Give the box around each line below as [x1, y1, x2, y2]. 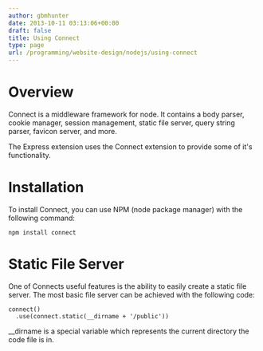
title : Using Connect [8, 34, 80, 42]
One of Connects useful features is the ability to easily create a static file [8, 281, 247, 291]
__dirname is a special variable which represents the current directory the [8, 326, 249, 336]
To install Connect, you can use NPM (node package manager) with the [8, 204, 243, 214]
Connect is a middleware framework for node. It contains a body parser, [8, 109, 245, 119]
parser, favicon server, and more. [8, 126, 117, 136]
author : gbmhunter [8, 11, 69, 20]
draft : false [8, 26, 52, 34]
